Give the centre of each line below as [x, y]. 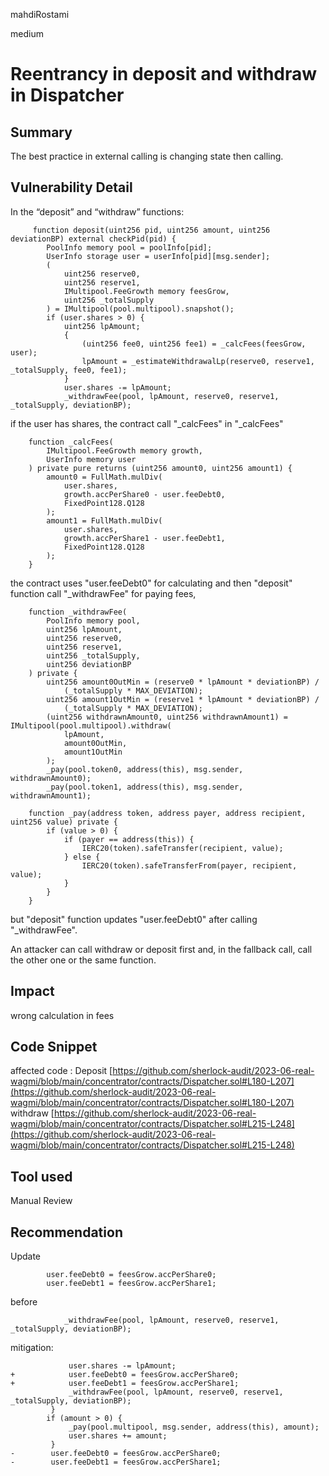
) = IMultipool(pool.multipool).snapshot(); [140, 309]
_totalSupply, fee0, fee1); [69, 370]
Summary [41, 132]
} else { [82, 857]
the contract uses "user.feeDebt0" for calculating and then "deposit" [151, 583]
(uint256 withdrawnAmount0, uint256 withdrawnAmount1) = [167, 717]
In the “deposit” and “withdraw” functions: [97, 211]
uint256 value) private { [64, 822]
